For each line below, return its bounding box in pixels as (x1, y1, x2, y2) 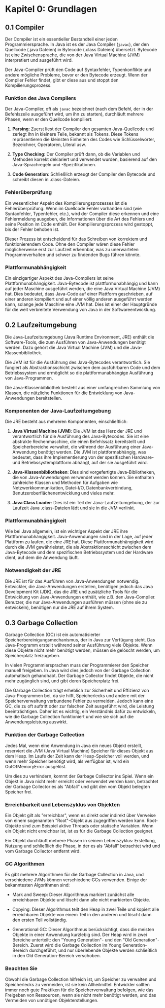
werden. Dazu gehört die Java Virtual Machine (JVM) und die (5, 344, 130, 350)
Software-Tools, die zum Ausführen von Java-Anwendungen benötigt (5, 339, 146, 345)
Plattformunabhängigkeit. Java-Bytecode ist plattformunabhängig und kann (5, 280, 158, 286)
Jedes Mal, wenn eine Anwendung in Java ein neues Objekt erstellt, (5, 743, 143, 748)
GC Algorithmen (5, 860, 45, 867)
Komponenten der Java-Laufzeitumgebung (5, 407, 111, 414)
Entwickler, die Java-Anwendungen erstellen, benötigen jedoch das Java (5, 583, 153, 589)
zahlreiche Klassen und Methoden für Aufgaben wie (12, 480, 118, 485)
